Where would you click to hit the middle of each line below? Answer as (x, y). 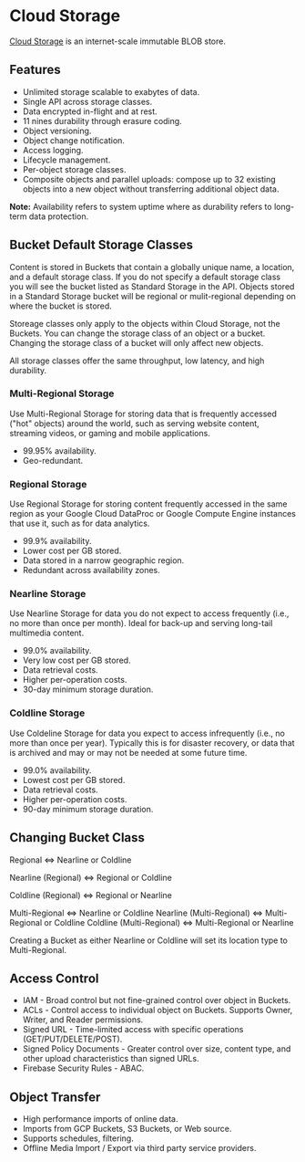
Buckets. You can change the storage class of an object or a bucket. (137, 333)
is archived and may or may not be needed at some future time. (128, 752)
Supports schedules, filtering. (78, 1138)
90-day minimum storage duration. (88, 809)
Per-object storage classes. (74, 169)
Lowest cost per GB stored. (74, 780)
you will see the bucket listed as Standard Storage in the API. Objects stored (152, 286)
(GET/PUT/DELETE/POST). (72, 1039)
